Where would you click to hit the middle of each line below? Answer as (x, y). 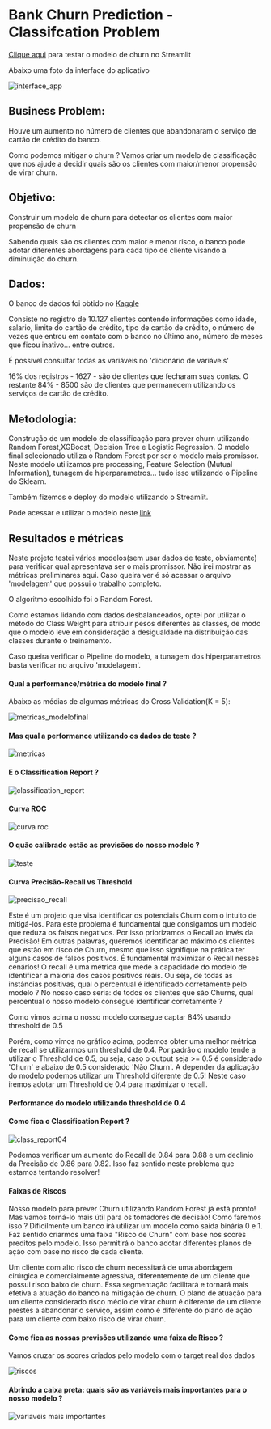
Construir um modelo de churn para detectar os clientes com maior (121, 217)
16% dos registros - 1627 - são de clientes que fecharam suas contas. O (129, 376)
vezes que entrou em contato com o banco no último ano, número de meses (135, 337)
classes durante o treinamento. (60, 640)
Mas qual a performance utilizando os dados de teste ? (102, 736)
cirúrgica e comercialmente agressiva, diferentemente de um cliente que (129, 1276)
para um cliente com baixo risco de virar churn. (87, 1319)
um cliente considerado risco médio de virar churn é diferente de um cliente (135, 1302)
